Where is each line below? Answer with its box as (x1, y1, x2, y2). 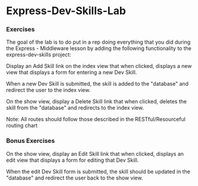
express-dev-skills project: (6, 51, 72, 58)
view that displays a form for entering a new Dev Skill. (6, 69, 137, 76)
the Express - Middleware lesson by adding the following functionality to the (6, 45, 192, 52)
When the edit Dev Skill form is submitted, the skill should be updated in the (6, 168, 190, 175)
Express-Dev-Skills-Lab (6, 4, 126, 18)
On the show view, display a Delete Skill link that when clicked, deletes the (6, 98, 187, 105)
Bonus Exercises (6, 137, 55, 145)
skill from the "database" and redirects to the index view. (6, 105, 144, 112)
